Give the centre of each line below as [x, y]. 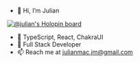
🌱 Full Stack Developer [49, 44]
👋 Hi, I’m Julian [38, 11]
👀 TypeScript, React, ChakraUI [60, 37]
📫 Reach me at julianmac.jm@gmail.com [75, 52]
